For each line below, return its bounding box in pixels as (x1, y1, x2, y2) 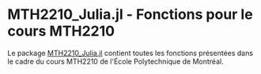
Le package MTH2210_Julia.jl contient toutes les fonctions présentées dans (7, 48, 254, 57)
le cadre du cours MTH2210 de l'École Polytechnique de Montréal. (7, 57, 224, 66)
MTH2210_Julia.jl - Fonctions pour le (7, 6, 254, 24)
